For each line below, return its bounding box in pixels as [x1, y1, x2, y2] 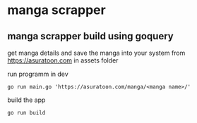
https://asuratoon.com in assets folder [7, 56, 119, 65]
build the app [7, 96, 46, 104]
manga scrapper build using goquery [7, 30, 174, 42]
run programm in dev [7, 70, 68, 78]
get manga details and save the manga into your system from [7, 48, 186, 57]
